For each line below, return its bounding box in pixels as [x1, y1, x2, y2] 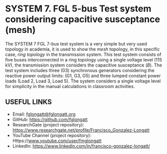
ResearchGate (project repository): [12, 121, 84, 127]
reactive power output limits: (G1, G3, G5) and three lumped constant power [5, 72, 161, 78]
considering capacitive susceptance [5, 13, 160, 25]
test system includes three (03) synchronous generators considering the [5, 67, 155, 73]
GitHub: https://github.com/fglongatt [12, 116, 88, 122]
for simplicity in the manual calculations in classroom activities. [5, 83, 135, 89]
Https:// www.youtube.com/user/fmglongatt [12, 137, 101, 143]
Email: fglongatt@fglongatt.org [12, 111, 76, 117]
